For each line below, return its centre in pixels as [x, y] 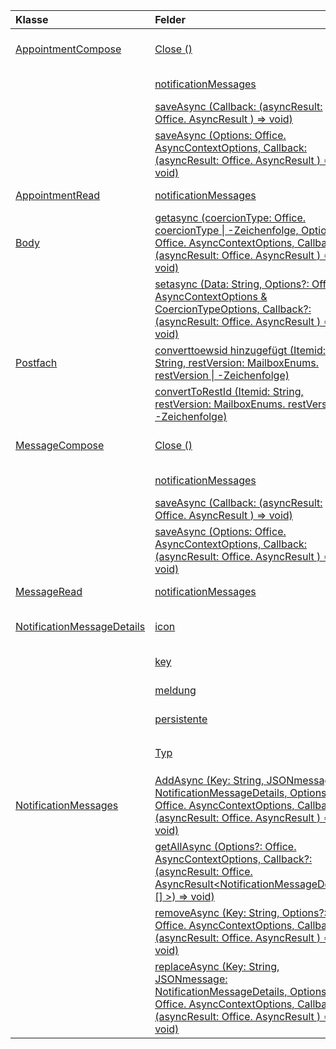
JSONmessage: [191, 979]
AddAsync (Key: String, [209, 780]
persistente [181, 719]
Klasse [32, 19]
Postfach [36, 362]
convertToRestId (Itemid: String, [229, 391]
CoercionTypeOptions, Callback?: [233, 309]
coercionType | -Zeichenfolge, [226, 230]
